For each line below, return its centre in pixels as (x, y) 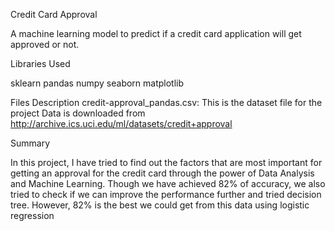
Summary (30, 143)
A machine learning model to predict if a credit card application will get (156, 33)
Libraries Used (40, 63)
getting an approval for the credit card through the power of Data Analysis (162, 173)
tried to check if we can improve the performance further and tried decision (166, 194)
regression (32, 215)
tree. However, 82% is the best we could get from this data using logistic (160, 205)
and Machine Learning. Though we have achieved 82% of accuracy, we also (168, 183)
